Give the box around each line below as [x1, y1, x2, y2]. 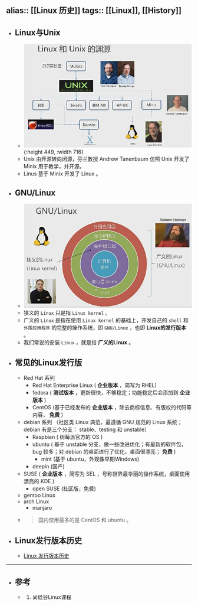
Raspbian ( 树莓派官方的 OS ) [32, 434, 103, 441]
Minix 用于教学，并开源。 [23, 163, 85, 170]
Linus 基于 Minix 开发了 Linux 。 [23, 170, 101, 177]
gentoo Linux [23, 492, 56, 499]
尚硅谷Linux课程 [32, 594, 72, 601]
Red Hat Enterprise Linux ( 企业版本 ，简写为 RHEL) [32, 382, 157, 389]
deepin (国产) [32, 463, 65, 470]
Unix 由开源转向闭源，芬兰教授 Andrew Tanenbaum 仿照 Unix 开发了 [23, 155, 190, 162]
